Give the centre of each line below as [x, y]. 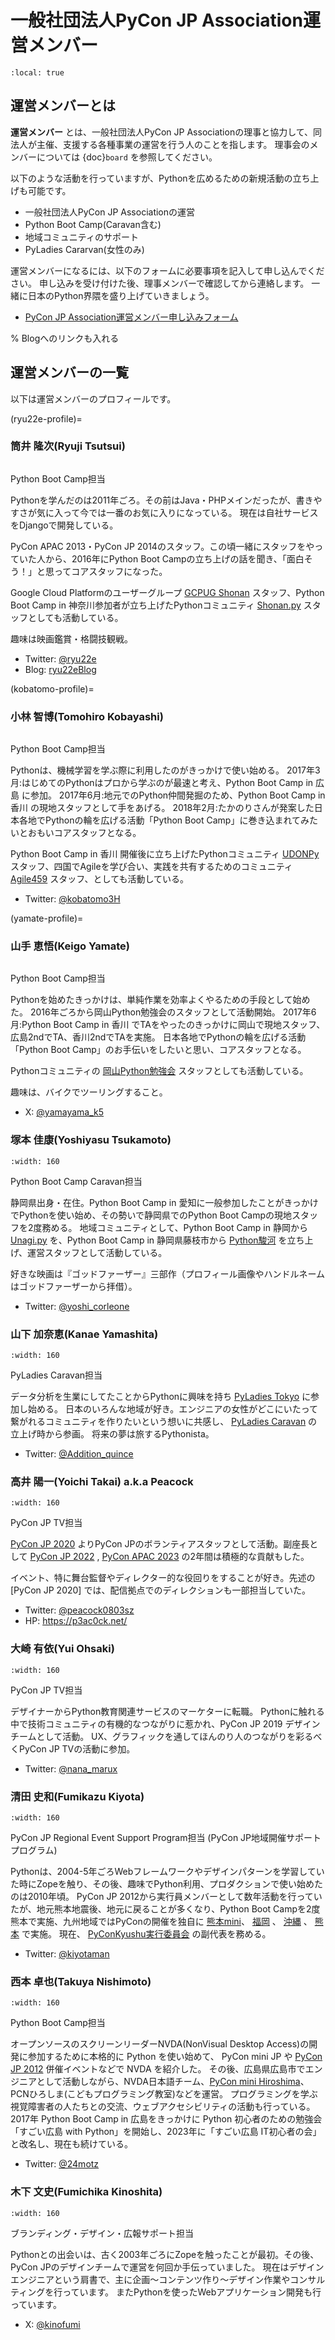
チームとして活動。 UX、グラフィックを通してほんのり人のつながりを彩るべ [166, 1736]
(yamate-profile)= [47, 918]
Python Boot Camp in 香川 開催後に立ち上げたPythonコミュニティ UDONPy [165, 854]
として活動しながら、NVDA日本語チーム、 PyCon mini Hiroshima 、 [173, 2082]
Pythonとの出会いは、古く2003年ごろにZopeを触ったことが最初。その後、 [165, 2254]
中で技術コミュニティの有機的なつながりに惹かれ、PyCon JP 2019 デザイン [165, 1723]
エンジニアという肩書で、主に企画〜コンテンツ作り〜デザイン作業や [150, 2279]
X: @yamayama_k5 [64, 1112]
